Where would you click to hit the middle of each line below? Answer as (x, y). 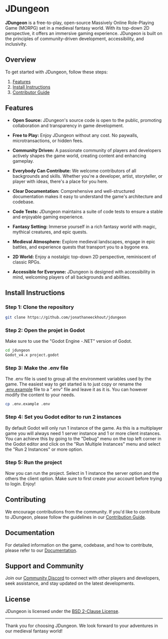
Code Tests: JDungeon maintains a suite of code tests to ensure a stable (88, 211)
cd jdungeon (17, 350)
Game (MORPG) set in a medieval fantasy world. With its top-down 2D (77, 28)
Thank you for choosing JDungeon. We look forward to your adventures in (82, 626)
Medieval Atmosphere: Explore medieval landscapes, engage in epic (84, 241)
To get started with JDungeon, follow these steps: (56, 72)
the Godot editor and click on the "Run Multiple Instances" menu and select (83, 444)
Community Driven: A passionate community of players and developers (87, 150)
